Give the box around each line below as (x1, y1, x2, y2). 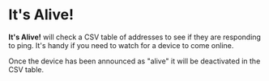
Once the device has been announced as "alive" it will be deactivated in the (8, 56, 261, 66)
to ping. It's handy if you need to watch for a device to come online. (8, 40, 234, 50)
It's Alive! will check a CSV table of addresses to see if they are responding (8, 32, 262, 42)
